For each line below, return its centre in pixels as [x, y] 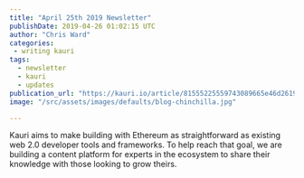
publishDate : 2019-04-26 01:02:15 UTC [82, 26]
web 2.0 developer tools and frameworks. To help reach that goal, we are [146, 145]
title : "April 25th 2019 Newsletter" [81, 18]
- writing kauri [44, 52]
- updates [36, 85]
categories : [32, 43]
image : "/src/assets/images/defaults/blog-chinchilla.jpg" [123, 102]
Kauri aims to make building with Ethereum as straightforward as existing [145, 136]
